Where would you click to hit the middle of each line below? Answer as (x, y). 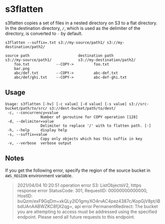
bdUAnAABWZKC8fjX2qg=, (45, 206)
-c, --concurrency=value (33, 113)
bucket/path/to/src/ (26, 108)
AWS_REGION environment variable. (39, 175)
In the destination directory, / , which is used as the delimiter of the (73, 28)
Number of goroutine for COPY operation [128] (89, 117)
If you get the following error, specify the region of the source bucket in (78, 170)
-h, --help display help (37, 130)
